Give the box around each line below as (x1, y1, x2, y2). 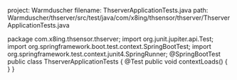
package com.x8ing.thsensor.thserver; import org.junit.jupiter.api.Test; (7, 35, 214, 43)
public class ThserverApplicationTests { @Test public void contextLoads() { (7, 57, 228, 66)
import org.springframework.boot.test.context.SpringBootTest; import (7, 42, 211, 50)
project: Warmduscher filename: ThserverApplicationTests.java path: (7, 6, 209, 14)
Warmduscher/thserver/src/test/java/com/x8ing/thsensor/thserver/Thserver (7, 13, 231, 22)
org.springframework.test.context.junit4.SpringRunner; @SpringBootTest (7, 50, 221, 58)
